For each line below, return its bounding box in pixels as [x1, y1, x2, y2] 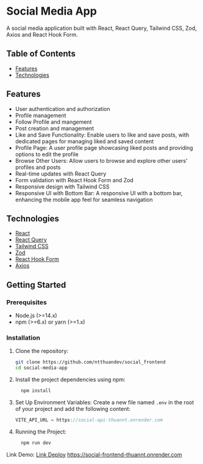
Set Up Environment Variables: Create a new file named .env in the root [15, 398, 194, 406]
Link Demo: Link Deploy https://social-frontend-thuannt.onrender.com [6, 451, 182, 458]
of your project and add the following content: [15, 405, 131, 412]
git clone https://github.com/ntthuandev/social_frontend [15, 359, 166, 365]
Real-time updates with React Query [15, 170, 107, 177]
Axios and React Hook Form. [6, 30, 78, 38]
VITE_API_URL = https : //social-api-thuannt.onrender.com [15, 416, 163, 423]
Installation [6, 334, 41, 342]
